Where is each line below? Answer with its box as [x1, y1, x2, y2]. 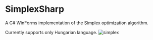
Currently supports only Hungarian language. [5, 29, 98, 35]
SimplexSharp [5, 3, 64, 15]
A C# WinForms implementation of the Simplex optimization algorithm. [5, 20, 149, 26]
